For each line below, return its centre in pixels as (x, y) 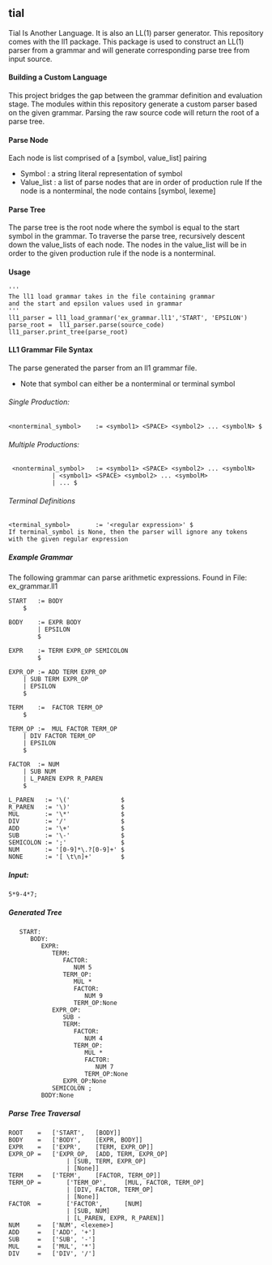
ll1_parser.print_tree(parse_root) (68, 332)
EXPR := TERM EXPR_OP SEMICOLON (68, 651)
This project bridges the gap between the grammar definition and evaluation (136, 96)
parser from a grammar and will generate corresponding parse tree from (129, 50)
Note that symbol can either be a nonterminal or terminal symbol (127, 383)
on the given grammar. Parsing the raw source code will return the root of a (134, 113)
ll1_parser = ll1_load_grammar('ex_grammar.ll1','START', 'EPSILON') (128, 317)
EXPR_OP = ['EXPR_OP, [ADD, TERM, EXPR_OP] (88, 1155)
